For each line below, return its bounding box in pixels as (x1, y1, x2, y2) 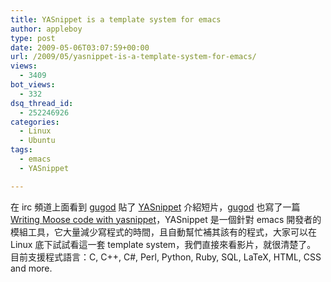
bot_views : (10, 80, 56, 90)
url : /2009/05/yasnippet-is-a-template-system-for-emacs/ (10, 52, 257, 62)
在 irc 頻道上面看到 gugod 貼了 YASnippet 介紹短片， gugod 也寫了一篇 (10, 201, 301, 213)
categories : (10, 117, 60, 127)
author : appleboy (10, 24, 83, 34)
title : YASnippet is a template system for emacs (10, 14, 222, 25)
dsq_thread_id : (10, 98, 74, 108)
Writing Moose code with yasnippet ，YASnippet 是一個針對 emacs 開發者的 (10, 213, 322, 225)
